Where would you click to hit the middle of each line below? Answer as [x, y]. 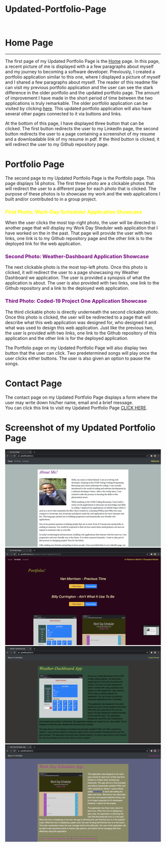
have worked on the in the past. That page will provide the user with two [79, 233]
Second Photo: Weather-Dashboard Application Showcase [77, 257]
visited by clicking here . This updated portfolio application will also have [78, 108]
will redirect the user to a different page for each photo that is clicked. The [81, 188]
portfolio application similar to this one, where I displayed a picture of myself [83, 77]
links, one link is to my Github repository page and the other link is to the [79, 238]
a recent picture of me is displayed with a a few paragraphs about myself [80, 66]
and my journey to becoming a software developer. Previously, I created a [80, 71]
